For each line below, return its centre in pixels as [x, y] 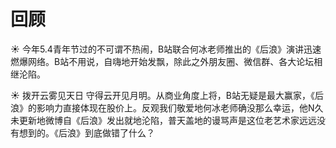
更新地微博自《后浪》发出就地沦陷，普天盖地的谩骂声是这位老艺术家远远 [167, 120]
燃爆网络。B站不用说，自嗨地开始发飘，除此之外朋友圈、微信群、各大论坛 [162, 61]
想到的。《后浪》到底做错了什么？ [86, 132]
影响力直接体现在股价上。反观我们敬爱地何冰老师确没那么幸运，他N [175, 107]
